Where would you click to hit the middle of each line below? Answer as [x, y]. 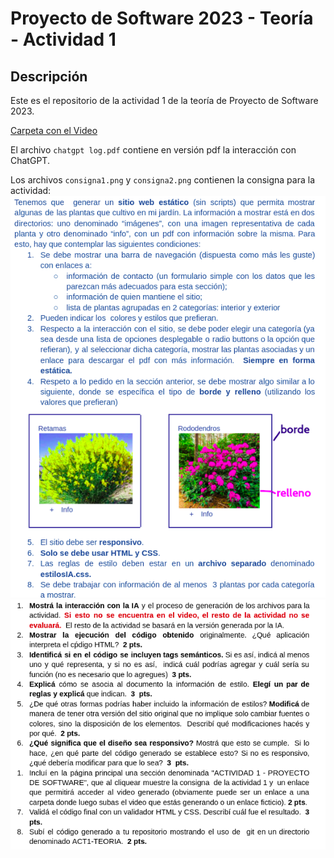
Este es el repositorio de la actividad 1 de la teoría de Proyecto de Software [164, 100]
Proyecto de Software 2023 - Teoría [162, 18]
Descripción [49, 76]
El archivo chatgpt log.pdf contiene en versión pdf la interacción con [153, 150]
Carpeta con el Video [54, 130]
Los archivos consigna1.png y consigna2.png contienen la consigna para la [162, 180]
